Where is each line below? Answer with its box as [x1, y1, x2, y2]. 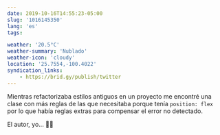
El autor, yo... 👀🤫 [7, 120, 54, 128]
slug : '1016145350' [7, 16, 63, 23]
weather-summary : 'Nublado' [7, 48, 88, 55]
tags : [7, 29, 23, 36]
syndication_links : [7, 66, 63, 74]
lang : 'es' [7, 23, 38, 29]
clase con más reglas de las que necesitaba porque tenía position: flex [7, 99, 214, 108]
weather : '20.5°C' [7, 42, 60, 49]
